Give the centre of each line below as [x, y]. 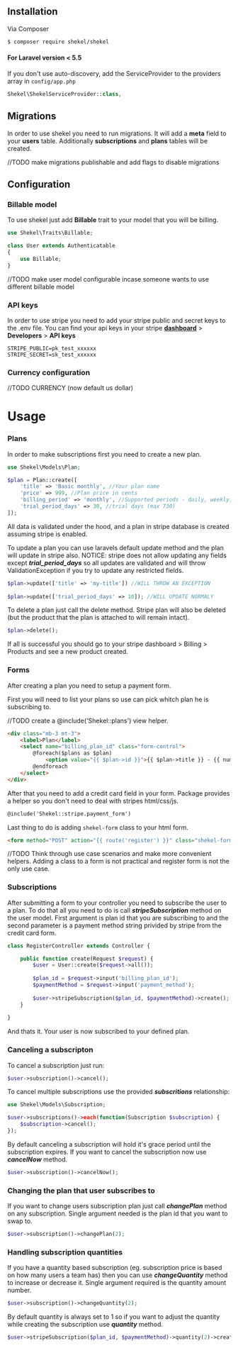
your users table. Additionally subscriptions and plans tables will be [107, 140]
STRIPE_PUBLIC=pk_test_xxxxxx [52, 348]
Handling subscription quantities [65, 1252]
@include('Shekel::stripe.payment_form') [69, 814]
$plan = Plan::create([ [42, 480]
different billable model [41, 286]
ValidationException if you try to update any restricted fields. [96, 570]
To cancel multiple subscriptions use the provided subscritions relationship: [119, 1092]
